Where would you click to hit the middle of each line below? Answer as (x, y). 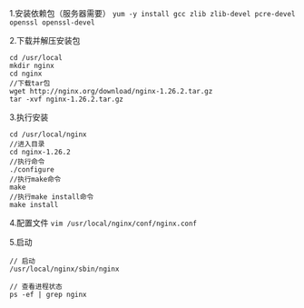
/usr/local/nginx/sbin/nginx (64, 269)
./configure (32, 170)
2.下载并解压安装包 (45, 40)
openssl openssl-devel (52, 23)
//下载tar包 (30, 84)
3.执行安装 (29, 117)
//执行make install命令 (51, 197)
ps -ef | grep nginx (49, 294)
